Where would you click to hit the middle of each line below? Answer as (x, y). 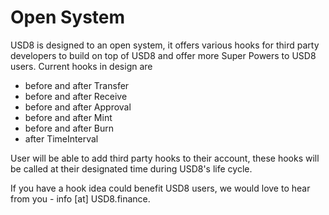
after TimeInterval (61, 138)
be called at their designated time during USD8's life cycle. (131, 168)
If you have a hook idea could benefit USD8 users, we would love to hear (160, 188)
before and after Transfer (77, 85)
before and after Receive (76, 96)
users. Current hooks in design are (81, 66)
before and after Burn (69, 128)
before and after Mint (68, 117)
